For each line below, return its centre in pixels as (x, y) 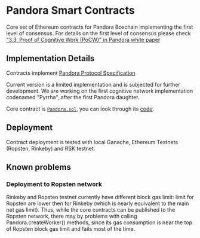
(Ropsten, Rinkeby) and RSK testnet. (51, 148)
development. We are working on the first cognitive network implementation (100, 91)
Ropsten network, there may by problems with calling (72, 216)
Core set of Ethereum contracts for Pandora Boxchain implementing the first (100, 27)
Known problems (39, 167)
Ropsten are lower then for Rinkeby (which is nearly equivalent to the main (98, 203)
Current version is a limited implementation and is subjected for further (93, 84)
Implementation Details (50, 58)
